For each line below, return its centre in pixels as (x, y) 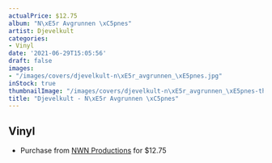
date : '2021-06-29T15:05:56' (57, 53)
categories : (28, 38)
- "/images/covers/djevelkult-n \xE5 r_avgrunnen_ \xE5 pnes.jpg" (115, 76)
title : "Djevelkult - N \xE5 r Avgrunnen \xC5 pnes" (94, 98)
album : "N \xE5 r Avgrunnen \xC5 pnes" (70, 23)
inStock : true (32, 83)
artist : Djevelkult (41, 31)
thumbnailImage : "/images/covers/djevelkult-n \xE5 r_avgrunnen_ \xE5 (125, 91)
